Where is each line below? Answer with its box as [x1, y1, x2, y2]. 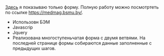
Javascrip [12, 24, 33, 30]
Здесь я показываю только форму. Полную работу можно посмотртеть [5, 4, 159, 10]
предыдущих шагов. [12, 46, 56, 51]
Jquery [12, 30, 28, 35]
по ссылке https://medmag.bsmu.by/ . [5, 9, 84, 15]
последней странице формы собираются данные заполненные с [12, 40, 152, 46]
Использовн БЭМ [12, 19, 50, 25]
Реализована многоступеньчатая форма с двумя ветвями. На [12, 35, 145, 41]
